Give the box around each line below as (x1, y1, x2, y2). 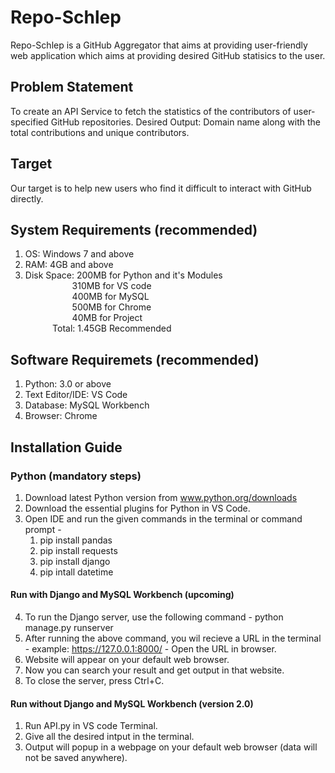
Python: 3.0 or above (24, 378, 112, 390)
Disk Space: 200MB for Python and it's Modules (24, 269, 223, 281)
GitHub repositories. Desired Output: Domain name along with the (50, 116, 322, 128)
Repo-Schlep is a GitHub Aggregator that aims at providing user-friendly (10, 39, 308, 51)
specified (10, 116, 49, 128)
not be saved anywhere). (24, 752, 128, 764)
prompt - (24, 523, 62, 535)
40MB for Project (71, 312, 143, 324)
